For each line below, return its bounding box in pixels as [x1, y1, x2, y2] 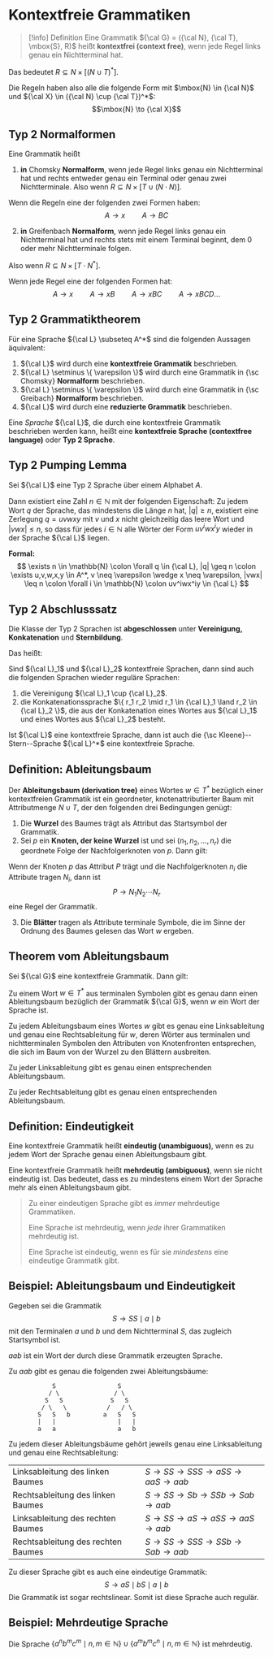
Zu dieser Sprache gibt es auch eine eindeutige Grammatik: [8, 1567, 207, 1577]
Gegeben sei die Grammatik [8, 1300, 102, 1310]
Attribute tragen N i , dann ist [8, 872, 102, 884]
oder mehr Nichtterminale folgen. [19, 244, 132, 254]
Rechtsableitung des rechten [12, 1536, 123, 1547]
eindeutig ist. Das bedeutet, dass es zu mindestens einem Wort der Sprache [8, 1174, 263, 1184]
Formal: [8, 549, 35, 558]
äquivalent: [8, 343, 46, 353]
